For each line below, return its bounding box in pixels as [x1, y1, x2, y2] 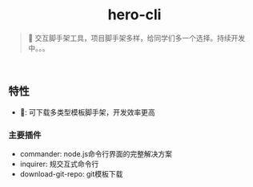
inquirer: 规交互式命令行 [19, 159, 99, 169]
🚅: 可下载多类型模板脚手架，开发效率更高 [19, 107, 155, 117]
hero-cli [107, 6, 162, 24]
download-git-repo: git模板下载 [19, 169, 123, 179]
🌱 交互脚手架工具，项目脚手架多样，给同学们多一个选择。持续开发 [27, 33, 246, 43]
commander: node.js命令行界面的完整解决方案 [19, 149, 173, 159]
